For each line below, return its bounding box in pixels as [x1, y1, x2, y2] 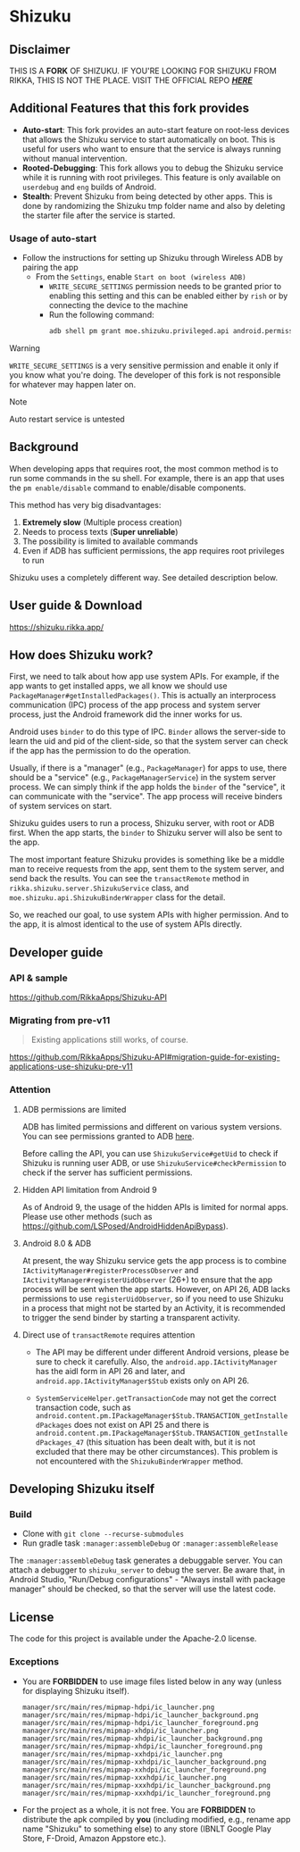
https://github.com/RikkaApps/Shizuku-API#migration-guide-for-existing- [9, 1052, 280, 1063]
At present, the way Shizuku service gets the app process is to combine [21, 1255, 287, 1265]
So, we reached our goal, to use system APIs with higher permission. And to [9, 909, 289, 921]
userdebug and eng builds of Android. [21, 181, 157, 192]
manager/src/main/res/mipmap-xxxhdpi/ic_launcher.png [21, 1773, 227, 1782]
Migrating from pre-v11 [9, 1014, 111, 1027]
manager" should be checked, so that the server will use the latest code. [9, 1583, 277, 1595]
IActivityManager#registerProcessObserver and [21, 1264, 199, 1275]
